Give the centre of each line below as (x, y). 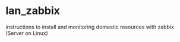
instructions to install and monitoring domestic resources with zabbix (90, 27)
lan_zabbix (33, 11)
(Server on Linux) (27, 33)
